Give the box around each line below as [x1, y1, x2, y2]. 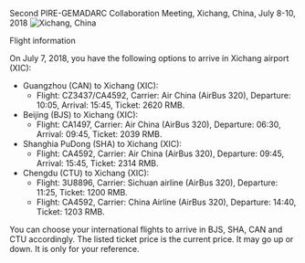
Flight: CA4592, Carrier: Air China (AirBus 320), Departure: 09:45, [36, 148, 285, 159]
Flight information [9, 36, 76, 46]
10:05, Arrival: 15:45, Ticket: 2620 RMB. [36, 100, 185, 110]
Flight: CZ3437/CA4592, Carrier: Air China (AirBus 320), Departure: [36, 90, 291, 100]
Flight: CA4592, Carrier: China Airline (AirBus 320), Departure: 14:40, [36, 196, 297, 207]
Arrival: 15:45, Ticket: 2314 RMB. [36, 158, 159, 168]
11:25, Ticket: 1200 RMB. [36, 187, 128, 197]
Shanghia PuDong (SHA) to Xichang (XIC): [22, 139, 183, 149]
